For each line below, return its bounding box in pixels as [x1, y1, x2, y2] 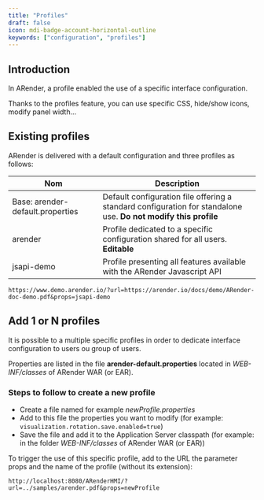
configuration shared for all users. [102, 233, 228, 244]
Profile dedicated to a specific [102, 224, 214, 235]
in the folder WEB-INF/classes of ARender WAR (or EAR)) [19, 438, 206, 447]
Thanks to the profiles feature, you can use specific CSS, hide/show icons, [8, 99, 250, 109]
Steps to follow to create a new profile [8, 387, 156, 398]
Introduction [8, 62, 71, 76]
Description [154, 178, 200, 189]
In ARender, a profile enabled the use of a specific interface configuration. [8, 83, 248, 93]
